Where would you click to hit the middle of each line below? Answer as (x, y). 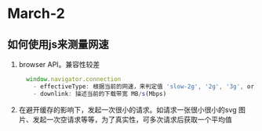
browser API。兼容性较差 (59, 64)
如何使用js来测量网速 (58, 44)
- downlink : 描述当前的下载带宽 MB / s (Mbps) (100, 94)
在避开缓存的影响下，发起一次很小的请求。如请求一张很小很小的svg (127, 109)
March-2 (36, 14)
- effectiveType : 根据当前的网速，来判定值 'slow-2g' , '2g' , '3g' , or (144, 87)
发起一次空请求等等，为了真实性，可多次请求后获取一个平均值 (132, 119)
